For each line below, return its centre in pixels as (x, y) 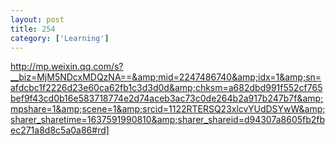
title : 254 (33, 29)
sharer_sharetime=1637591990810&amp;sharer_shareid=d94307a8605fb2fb (168, 120)
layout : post (37, 19)
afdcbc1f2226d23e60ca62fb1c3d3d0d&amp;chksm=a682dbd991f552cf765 (166, 88)
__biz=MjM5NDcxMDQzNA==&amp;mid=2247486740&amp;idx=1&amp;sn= (166, 77)
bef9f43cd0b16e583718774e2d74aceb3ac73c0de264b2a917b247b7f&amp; (167, 98)
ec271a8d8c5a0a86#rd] (60, 130)
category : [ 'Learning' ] (60, 38)
